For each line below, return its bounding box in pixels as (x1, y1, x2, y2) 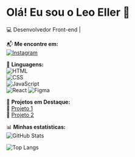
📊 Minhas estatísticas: (6, 123, 66, 130)
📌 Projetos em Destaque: (6, 98, 71, 105)
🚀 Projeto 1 (6, 104, 33, 112)
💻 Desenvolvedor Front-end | (6, 25, 81, 33)
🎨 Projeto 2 (6, 111, 35, 118)
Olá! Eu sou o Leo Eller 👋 (6, 5, 130, 19)
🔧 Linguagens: (6, 61, 44, 68)
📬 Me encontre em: (6, 40, 59, 47)
